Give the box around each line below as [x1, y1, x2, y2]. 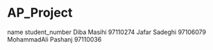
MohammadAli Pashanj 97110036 [7, 35, 102, 43]
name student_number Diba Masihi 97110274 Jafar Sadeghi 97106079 [7, 28, 207, 36]
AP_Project [7, 5, 73, 21]
